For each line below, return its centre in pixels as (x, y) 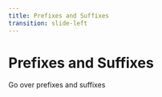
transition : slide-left (48, 23)
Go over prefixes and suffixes (57, 85)
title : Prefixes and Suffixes (59, 16)
